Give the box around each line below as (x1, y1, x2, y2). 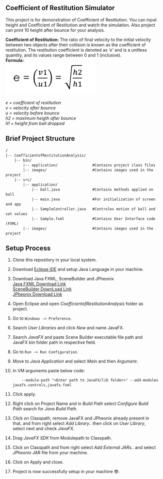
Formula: (5, 57, 24, 63)
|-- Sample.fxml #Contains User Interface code (31, 216, 156, 221)
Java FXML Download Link (12, 281, 66, 287)
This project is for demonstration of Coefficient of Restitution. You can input (5, 17, 157, 22)
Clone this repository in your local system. (12, 257, 97, 263)
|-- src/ (14, 177, 32, 182)
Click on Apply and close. (12, 459, 64, 465)
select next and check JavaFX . (12, 426, 75, 432)
